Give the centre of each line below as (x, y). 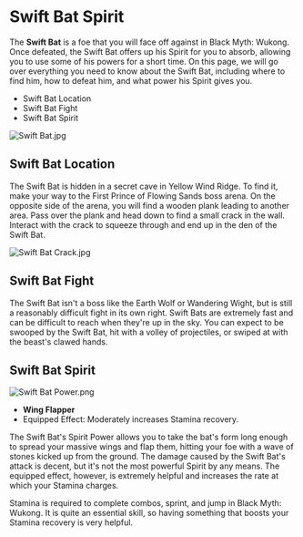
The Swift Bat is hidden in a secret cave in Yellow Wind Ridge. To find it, (144, 186)
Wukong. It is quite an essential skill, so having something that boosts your (149, 513)
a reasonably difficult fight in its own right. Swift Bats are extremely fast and (151, 313)
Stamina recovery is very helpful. (71, 522)
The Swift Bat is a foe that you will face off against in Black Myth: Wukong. (149, 42)
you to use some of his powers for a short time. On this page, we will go (144, 61)
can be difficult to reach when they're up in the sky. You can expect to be (146, 322)
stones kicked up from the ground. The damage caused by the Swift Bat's (148, 457)
